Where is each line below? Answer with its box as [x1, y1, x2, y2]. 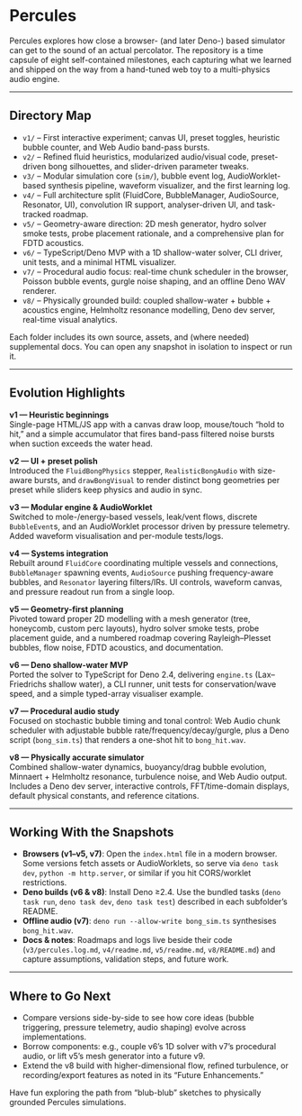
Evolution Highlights [9, 385, 126, 401]
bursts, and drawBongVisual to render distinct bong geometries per [34, 474, 280, 485]
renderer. [22, 285, 57, 296]
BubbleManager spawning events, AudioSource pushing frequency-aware [9, 567, 274, 578]
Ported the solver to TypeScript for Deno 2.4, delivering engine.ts [9, 669, 253, 680]
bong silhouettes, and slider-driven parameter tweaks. [48, 160, 249, 171]
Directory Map [9, 108, 92, 123]
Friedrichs [9, 678, 47, 690]
